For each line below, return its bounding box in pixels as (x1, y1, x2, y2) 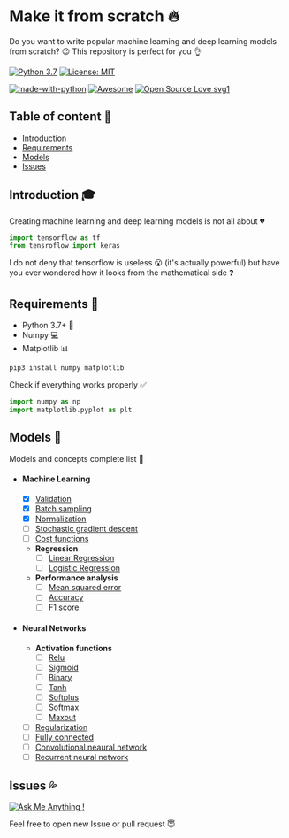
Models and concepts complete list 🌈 (9, 453, 144, 464)
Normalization (34, 513, 87, 524)
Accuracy (48, 592, 84, 603)
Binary (48, 672, 72, 682)
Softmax (48, 702, 80, 712)
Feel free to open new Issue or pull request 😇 (9, 819, 176, 829)
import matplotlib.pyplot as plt (9, 405, 133, 414)
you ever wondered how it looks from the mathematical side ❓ (9, 267, 234, 278)
